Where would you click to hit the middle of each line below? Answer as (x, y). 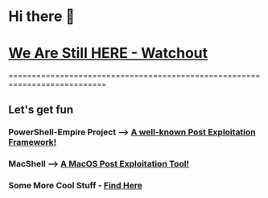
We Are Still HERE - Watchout (108, 54)
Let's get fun (41, 109)
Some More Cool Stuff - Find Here (75, 186)
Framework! (33, 142)
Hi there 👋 (41, 16)
